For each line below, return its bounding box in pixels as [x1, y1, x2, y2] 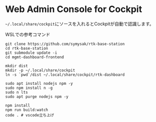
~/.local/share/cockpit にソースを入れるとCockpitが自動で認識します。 [5, 21, 154, 27]
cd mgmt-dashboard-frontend [5, 54, 64, 60]
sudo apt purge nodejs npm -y [5, 94, 69, 99]
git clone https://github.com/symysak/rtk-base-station [5, 41, 125, 46]
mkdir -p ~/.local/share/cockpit [5, 68, 75, 73]
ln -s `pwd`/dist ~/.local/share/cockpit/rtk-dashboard [5, 72, 125, 77]
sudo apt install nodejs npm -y [5, 81, 73, 86]
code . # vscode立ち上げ [5, 112, 54, 117]
